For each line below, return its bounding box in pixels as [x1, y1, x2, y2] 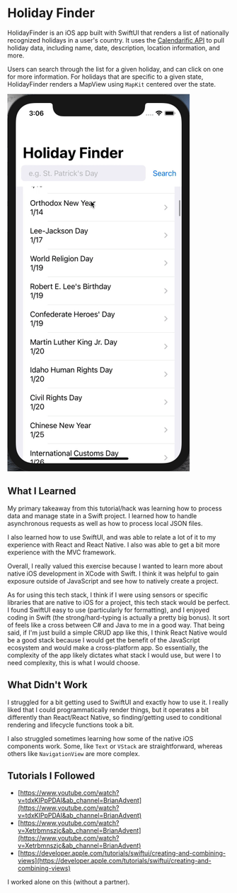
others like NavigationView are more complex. [7, 749, 140, 757]
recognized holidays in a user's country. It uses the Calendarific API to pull [7, 35, 225, 44]
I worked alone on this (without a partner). [7, 878, 130, 887]
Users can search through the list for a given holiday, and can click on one [7, 65, 224, 73]
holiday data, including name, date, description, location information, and [7, 43, 221, 52]
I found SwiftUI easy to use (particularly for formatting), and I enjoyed [7, 606, 210, 614]
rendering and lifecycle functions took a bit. [7, 721, 134, 729]
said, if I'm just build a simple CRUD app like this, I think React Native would [7, 628, 228, 637]
